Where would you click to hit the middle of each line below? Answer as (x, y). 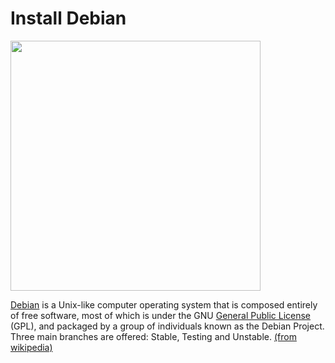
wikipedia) (31, 347)
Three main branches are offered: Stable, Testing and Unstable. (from (153, 336)
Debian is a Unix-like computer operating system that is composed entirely (164, 304)
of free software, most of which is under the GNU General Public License (161, 315)
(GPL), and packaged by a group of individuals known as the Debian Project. (167, 326)
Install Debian (68, 18)
